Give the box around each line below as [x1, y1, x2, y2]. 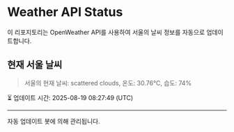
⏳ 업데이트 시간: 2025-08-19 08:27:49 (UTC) [7, 93, 134, 101]
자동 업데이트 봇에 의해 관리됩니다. [7, 117, 100, 125]
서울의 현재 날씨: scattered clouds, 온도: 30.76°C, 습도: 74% [24, 79, 192, 87]
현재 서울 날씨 [7, 59, 63, 71]
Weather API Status [7, 4, 123, 20]
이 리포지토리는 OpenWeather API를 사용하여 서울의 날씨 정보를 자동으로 [7, 28, 205, 36]
